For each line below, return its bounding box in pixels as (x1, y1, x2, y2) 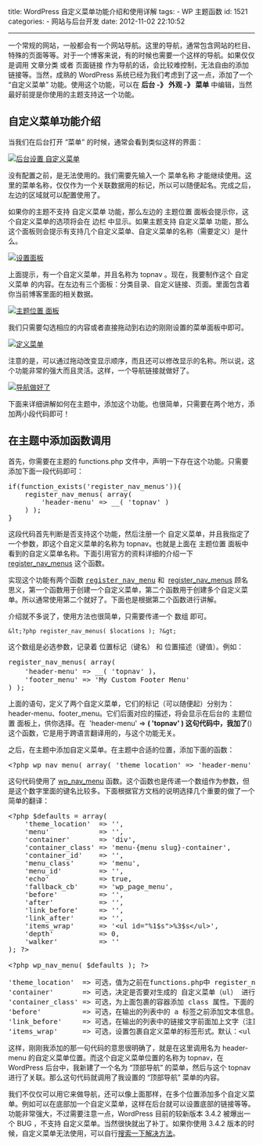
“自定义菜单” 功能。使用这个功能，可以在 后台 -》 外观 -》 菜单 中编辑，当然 (8, 80, 253, 89)
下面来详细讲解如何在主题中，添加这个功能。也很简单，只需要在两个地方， (8, 399, 248, 408)
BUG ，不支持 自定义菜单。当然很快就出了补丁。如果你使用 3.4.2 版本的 (16, 1118, 248, 1128)
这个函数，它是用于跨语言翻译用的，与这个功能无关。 (8, 728, 180, 738)
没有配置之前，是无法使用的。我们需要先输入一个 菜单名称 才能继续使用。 (8, 170, 245, 180)
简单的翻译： (8, 796, 49, 805)
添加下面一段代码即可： (8, 466, 84, 476)
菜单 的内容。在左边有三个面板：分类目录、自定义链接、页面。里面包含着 (14, 279, 250, 289)
